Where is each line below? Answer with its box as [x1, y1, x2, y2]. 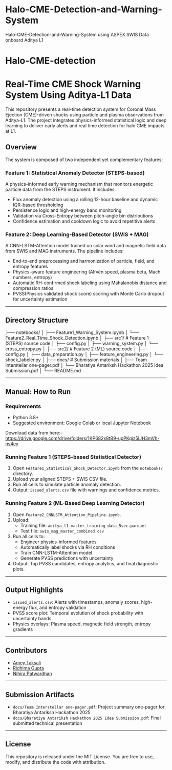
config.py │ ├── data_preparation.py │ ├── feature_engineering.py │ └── [5, 351, 164, 358]
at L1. [5, 128, 16, 134]
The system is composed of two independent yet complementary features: [5, 156, 163, 163]
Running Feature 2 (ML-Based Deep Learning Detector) [5, 500, 145, 507]
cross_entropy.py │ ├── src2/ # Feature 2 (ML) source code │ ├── [5, 346, 147, 352]
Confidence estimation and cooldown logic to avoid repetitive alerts [12, 218, 156, 224]
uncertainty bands [12, 616, 52, 622]
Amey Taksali [12, 660, 41, 666]
